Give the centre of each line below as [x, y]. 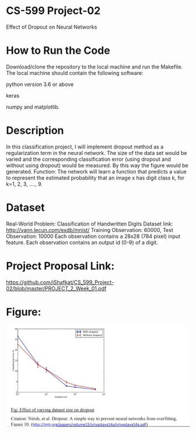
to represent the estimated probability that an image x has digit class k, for [95, 178]
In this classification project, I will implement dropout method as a [85, 147]
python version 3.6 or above [40, 84]
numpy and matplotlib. [33, 107]
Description [35, 131]
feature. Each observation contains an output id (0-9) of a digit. [82, 242]
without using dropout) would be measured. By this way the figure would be [97, 165]
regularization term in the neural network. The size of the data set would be [97, 153]
